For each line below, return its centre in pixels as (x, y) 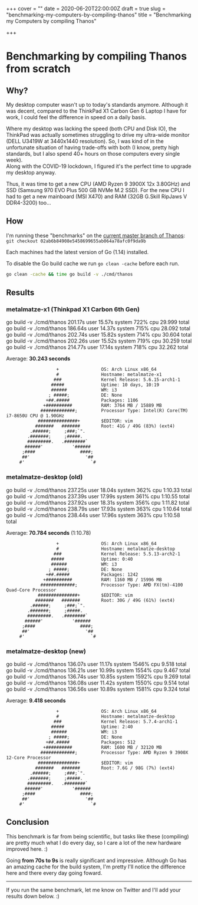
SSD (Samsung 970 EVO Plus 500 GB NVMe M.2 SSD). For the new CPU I (95, 190)
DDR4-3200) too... (29, 203)
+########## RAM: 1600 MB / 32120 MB (103, 747)
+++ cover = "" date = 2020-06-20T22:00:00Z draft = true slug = (86, 9)
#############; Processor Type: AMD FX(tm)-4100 (112, 585)
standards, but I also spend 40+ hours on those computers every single (93, 154)
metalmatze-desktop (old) (44, 477)
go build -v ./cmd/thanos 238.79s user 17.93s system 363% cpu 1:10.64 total (99, 509)
